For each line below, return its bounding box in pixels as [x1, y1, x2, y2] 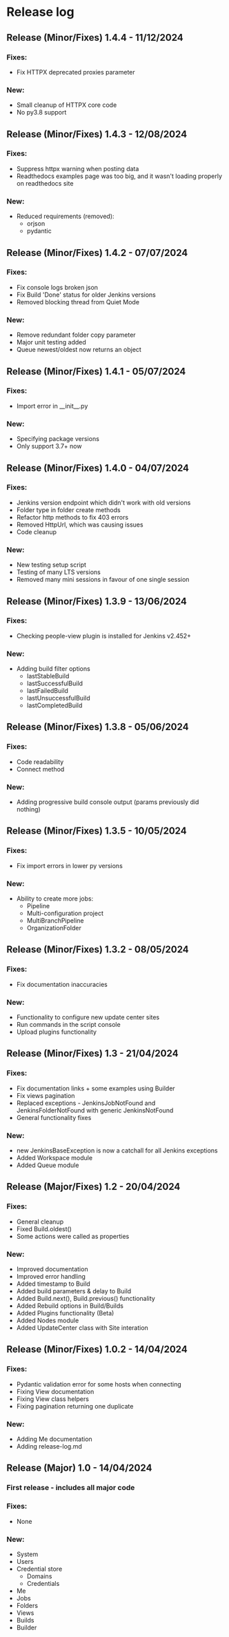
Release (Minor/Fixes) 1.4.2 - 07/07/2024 [6, 246, 188, 259]
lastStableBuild [26, 672, 70, 680]
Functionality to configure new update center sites [16, 1013, 160, 1021]
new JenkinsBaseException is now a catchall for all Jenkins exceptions [16, 1146, 218, 1155]
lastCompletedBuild [26, 701, 83, 709]
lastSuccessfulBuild [26, 679, 83, 687]
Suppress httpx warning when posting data [16, 164, 139, 173]
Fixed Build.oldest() [16, 1224, 72, 1233]
